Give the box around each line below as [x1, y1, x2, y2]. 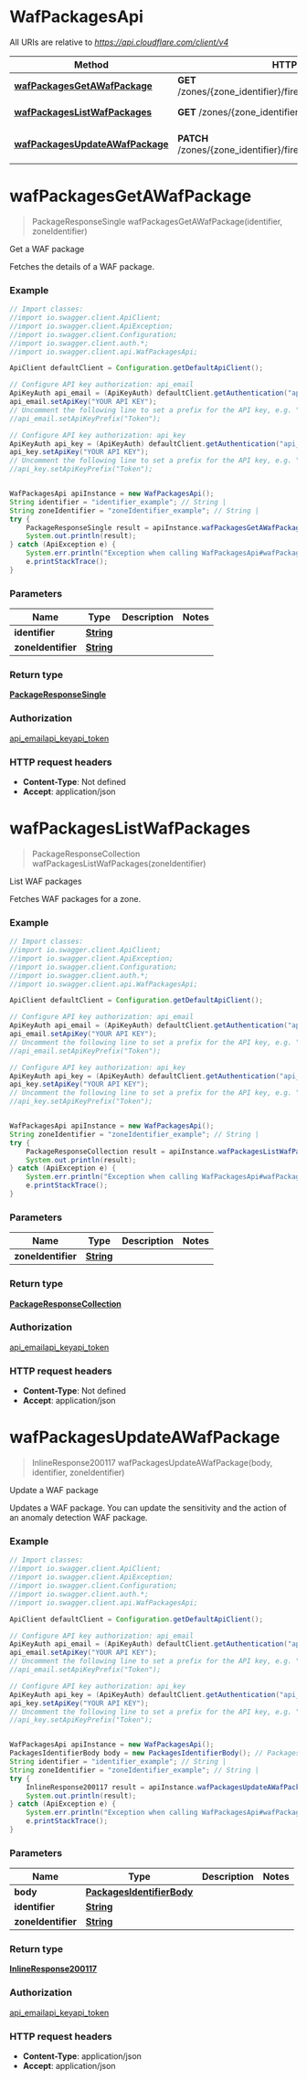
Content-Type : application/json [22, 2051, 142, 2062]
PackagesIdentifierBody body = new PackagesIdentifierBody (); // [9, 1748, 263, 1758]
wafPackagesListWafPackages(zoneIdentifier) [31, 857, 206, 869]
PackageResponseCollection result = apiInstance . [26, 1147, 219, 1156]
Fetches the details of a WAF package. [9, 260, 155, 271]
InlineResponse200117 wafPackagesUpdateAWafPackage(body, [31, 1458, 273, 1469]
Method [74, 58, 110, 70]
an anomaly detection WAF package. [9, 1512, 148, 1523]
